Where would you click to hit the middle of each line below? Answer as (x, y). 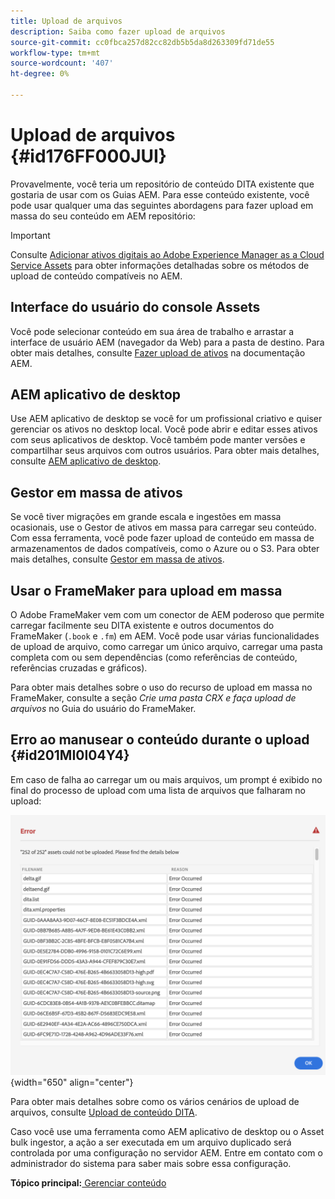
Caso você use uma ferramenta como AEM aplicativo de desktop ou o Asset (167, 1132)
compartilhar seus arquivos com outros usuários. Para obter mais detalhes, (165, 451)
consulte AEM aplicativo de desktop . (86, 461)
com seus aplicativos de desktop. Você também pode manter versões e (158, 440)
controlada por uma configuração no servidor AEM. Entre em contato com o (166, 1153)
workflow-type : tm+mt (55, 53)
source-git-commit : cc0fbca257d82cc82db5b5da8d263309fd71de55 (142, 42)
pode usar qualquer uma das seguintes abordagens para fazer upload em (162, 205)
